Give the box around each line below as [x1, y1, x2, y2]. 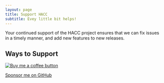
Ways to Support [5, 49, 58, 58]
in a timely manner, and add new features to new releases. [5, 35, 125, 41]
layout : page [5, 7, 32, 12]
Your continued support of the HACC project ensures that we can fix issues [5, 30, 160, 36]
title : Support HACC [5, 12, 48, 17]
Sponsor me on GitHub [5, 72, 52, 78]
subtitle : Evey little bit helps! [5, 16, 77, 21]
